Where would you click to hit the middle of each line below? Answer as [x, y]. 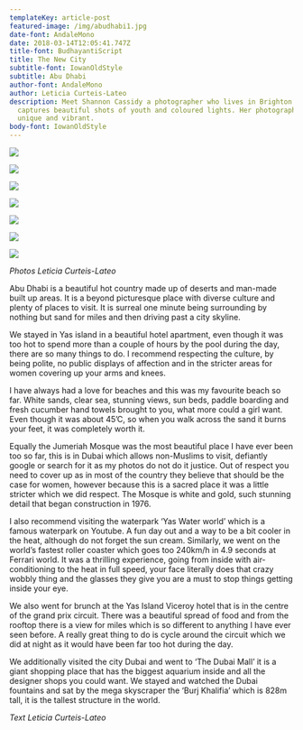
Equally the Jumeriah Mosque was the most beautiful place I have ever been [151, 446]
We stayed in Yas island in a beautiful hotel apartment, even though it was [147, 334]
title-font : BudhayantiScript [66, 51]
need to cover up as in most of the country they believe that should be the [147, 475]
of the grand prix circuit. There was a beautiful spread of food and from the [149, 615]
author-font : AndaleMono [56, 85]
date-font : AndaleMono [52, 34]
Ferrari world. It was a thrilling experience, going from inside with [130, 559]
